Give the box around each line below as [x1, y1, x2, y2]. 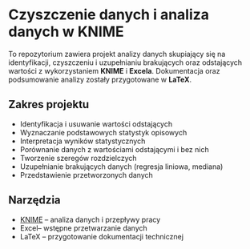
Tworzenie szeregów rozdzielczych [19, 153, 138, 163]
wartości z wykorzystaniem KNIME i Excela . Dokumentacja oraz [8, 66, 220, 75]
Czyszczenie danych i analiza [8, 6, 210, 24]
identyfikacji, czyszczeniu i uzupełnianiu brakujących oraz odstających [8, 58, 243, 67]
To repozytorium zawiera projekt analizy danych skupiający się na [8, 49, 226, 58]
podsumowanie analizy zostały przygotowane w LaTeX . [8, 74, 192, 84]
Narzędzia [8, 194, 62, 207]
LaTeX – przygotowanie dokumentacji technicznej [19, 231, 184, 241]
